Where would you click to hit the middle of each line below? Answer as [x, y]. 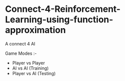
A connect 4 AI [20, 43]
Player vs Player [29, 63]
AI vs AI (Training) [31, 68]
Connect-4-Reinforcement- [63, 9]
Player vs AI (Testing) [34, 73]
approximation [35, 30]
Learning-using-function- [59, 20]
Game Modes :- [21, 53]
